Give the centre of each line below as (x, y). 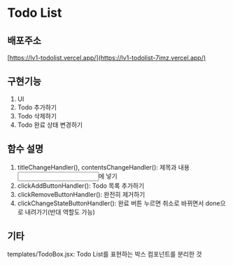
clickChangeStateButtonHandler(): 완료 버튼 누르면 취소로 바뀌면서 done (119, 203)
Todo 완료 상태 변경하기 (50, 125)
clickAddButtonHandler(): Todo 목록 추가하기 (81, 185)
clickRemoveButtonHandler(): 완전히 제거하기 (81, 194)
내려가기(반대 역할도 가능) (60, 212)
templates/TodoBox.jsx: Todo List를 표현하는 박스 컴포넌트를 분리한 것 (105, 254)
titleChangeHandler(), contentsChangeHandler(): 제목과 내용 (104, 167)
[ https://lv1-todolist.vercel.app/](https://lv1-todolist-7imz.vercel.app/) (107, 58)
